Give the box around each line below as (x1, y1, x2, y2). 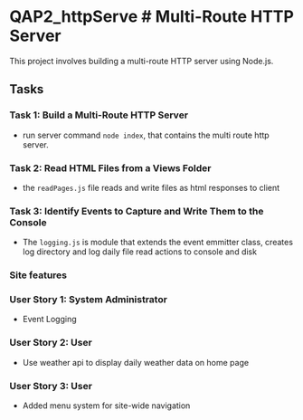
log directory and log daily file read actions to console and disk (22, 246, 258, 257)
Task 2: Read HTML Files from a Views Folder (9, 161, 212, 174)
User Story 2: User (9, 337, 92, 349)
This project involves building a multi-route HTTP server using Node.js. (9, 55, 274, 66)
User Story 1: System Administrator (9, 293, 167, 306)
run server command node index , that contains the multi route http (22, 129, 270, 140)
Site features (9, 269, 68, 282)
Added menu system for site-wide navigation (22, 400, 191, 411)
